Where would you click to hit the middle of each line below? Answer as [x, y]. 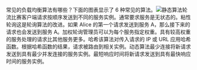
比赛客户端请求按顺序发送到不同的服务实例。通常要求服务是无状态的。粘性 [101, 17]
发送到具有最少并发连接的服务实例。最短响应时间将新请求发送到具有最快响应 [98, 54]
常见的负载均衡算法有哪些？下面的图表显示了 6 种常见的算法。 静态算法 [94, 10]
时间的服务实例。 [27, 61]
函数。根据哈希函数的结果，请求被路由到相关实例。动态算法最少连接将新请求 [98, 46]
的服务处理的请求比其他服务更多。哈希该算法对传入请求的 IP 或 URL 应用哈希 [98, 39]
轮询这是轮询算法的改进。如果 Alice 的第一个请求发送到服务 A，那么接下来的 [98, 24]
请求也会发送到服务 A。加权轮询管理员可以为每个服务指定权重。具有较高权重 [98, 32]
